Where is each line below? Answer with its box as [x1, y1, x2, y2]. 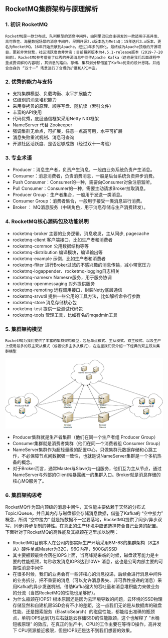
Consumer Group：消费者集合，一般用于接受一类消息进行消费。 [12, 198, 145, 204]
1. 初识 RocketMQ [5, 21, 48, 28]
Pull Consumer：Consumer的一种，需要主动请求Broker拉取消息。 [12, 185, 148, 191]
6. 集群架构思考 [5, 492, 43, 499]
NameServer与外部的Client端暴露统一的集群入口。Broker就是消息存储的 [12, 472, 161, 478]
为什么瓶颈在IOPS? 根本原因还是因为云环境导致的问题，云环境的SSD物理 [12, 596, 163, 602]
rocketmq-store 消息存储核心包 [12, 299, 77, 305]
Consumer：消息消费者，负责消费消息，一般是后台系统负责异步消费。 [12, 173, 157, 179]
